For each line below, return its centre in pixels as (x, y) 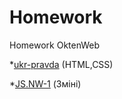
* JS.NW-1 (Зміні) (45, 83)
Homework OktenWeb (55, 45)
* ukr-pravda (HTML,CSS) (61, 64)
